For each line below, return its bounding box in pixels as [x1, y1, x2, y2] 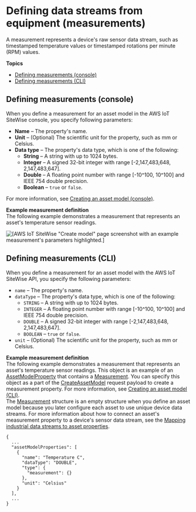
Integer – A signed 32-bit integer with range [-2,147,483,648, [23, 158, 171, 165]
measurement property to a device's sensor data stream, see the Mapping [6, 416, 186, 423]
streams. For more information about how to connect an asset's [6, 410, 160, 417]
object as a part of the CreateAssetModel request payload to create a [6, 379, 174, 386]
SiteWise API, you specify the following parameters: [6, 275, 131, 282]
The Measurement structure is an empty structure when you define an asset [6, 398, 191, 405]
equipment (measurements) [6, 16, 146, 30]
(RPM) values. [6, 48, 40, 55]
